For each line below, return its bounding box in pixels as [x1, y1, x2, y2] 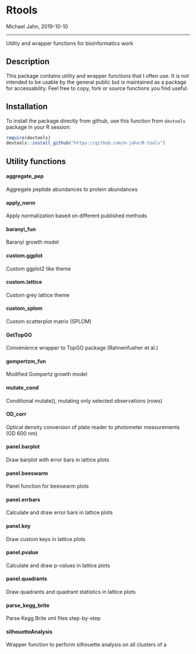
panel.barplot [6, 443, 40, 450]
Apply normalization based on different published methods [6, 212, 148, 220]
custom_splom [6, 305, 43, 312]
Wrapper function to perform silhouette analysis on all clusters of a [6, 641, 167, 648]
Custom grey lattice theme [6, 291, 70, 299]
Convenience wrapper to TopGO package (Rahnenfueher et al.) [6, 344, 159, 351]
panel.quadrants [6, 575, 48, 583]
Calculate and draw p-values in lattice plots [6, 561, 110, 569]
